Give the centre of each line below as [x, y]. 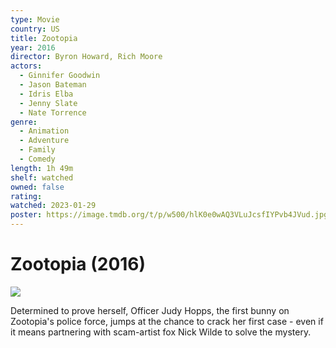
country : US [35, 29]
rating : [26, 196]
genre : [24, 122]
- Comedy [37, 159]
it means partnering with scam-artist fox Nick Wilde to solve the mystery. [161, 332]
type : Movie [35, 19]
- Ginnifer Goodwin [60, 76]
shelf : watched [42, 177]
